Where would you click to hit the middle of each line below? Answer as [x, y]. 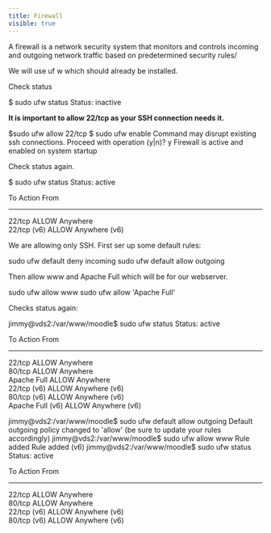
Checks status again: [43, 307]
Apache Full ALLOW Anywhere [59, 379]
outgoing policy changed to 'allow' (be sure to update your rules [115, 429]
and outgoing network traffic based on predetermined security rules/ [123, 55]
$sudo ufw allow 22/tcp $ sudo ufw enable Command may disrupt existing [132, 133]
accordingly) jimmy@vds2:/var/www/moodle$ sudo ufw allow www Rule [129, 438]
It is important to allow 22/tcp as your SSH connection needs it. [116, 117]
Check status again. [42, 166]
